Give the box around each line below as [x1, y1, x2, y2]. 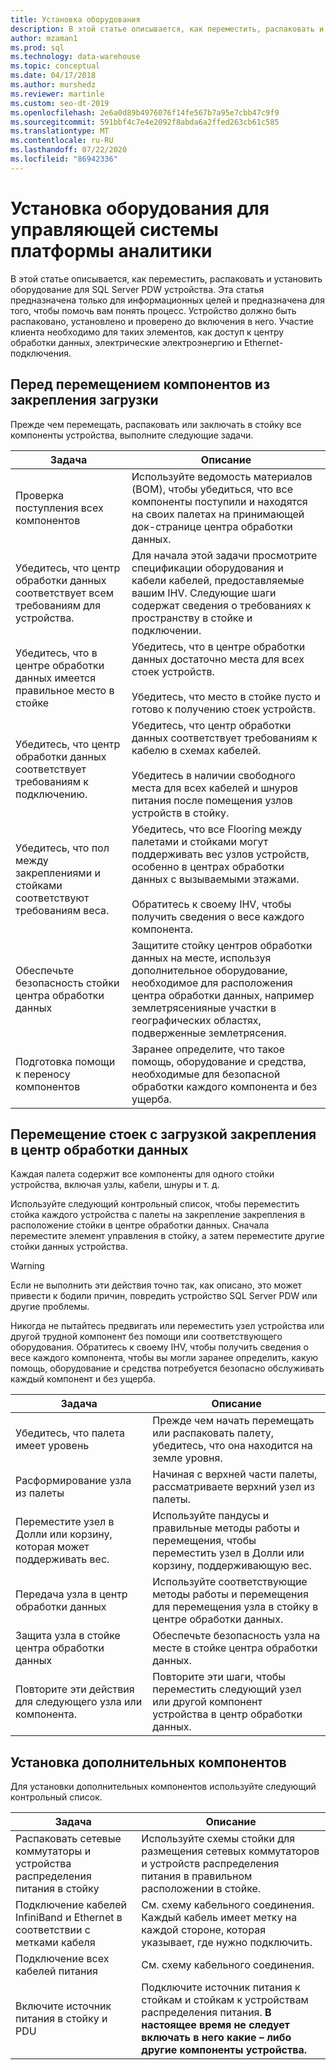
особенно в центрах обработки [131, 859, 285, 873]
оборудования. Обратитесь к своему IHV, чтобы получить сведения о [10, 1341, 309, 1353]
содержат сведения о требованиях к [131, 598, 312, 612]
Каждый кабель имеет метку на [141, 1911, 298, 1925]
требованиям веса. [15, 903, 110, 917]
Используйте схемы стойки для [141, 1832, 296, 1846]
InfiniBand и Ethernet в [15, 1911, 123, 1925]
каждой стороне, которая [141, 1923, 267, 1937]
